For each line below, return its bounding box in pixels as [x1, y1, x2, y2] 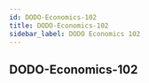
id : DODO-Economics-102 [9, 12, 98, 22]
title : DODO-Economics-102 [9, 21, 109, 30]
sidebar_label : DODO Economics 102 [9, 29, 141, 38]
